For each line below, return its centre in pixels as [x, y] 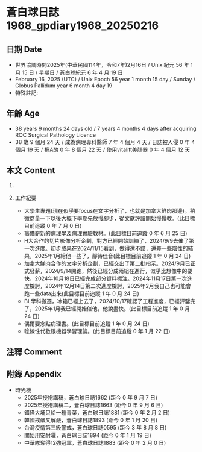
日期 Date [24, 49]
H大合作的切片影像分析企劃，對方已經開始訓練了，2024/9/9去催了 [106, 240]
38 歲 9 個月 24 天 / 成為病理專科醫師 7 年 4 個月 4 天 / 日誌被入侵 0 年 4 [105, 142]
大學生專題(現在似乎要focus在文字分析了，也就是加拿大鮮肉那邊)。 [107, 210]
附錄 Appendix [34, 374]
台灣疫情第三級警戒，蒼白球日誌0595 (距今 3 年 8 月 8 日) [95, 427]
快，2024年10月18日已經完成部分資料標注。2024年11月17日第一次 [105, 278]
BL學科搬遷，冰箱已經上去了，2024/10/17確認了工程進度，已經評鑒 [107, 301]
